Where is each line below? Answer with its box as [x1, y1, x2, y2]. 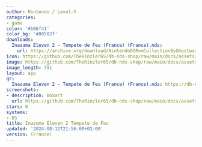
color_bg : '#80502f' [6, 31, 58, 37]
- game [6, 20, 23, 26]
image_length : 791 [6, 64, 52, 71]
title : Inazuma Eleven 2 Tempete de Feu [6, 121, 109, 127]
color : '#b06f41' [6, 25, 50, 32]
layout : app [6, 70, 36, 76]
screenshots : [6, 87, 39, 93]
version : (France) [6, 131, 52, 138]
